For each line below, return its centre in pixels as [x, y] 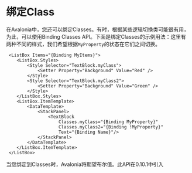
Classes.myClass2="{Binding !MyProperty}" [111, 127]
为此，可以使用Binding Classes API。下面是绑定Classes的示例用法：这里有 [96, 36]
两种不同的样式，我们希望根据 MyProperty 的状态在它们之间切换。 [83, 44]
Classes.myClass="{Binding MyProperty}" [108, 122]
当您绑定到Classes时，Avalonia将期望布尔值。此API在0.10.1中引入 [85, 164]
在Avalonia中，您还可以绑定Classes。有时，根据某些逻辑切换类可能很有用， [97, 29]
